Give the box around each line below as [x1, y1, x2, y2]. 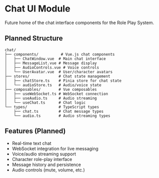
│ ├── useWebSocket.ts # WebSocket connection [5, 91, 108, 96]
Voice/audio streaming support [12, 151, 76, 157]
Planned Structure [5, 34, 63, 43]
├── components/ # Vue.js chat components [5, 52, 115, 57]
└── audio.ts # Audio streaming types [14, 113, 111, 118]
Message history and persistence [12, 161, 81, 167]
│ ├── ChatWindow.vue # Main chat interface [5, 56, 106, 61]
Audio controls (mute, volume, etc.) [12, 166, 85, 173]
